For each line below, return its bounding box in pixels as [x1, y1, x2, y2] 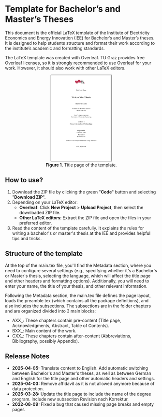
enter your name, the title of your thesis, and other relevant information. [5, 283, 147, 289]
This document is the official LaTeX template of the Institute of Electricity [5, 30, 150, 35]
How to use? [5, 176, 44, 184]
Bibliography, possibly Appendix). [12, 338, 79, 344]
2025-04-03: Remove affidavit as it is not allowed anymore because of [12, 381, 155, 386]
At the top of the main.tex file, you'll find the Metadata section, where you [5, 262, 151, 268]
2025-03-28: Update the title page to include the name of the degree [12, 391, 151, 397]
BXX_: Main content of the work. [12, 328, 76, 333]
